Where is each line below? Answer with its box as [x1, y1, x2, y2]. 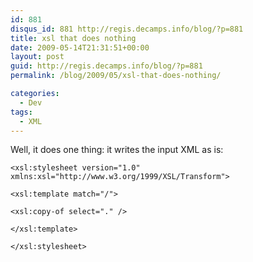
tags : [10, 107, 33, 117]
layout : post [10, 52, 65, 62]
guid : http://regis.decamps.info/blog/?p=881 [10, 61, 203, 71]
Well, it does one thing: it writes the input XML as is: [10, 144, 224, 156]
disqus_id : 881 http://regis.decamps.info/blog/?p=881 [10, 24, 244, 34]
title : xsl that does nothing [10, 33, 137, 43]
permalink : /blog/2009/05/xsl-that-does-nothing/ [10, 71, 222, 81]
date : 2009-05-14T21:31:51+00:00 [10, 42, 150, 53]
